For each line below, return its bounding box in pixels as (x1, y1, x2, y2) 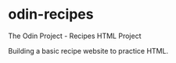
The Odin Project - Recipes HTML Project (8, 31, 142, 40)
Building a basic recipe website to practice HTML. (8, 46, 169, 55)
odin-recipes (8, 5, 94, 23)
